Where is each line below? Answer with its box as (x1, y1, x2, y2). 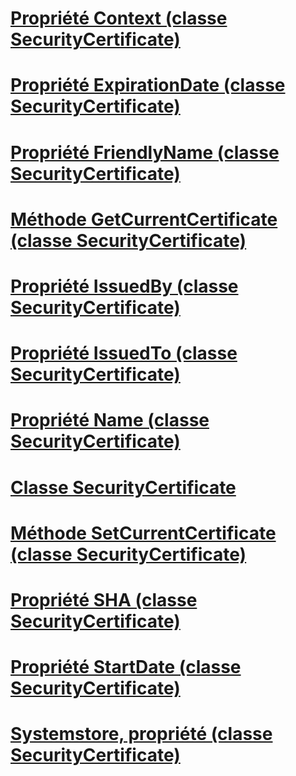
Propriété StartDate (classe (10, 656, 242, 679)
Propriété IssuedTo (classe (10, 342, 238, 365)
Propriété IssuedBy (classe (10, 275, 239, 297)
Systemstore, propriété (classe (10, 723, 273, 746)
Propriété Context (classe (10, 7, 228, 30)
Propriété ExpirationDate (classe (10, 74, 286, 97)
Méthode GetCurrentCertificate (10, 208, 278, 231)
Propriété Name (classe (10, 409, 210, 432)
